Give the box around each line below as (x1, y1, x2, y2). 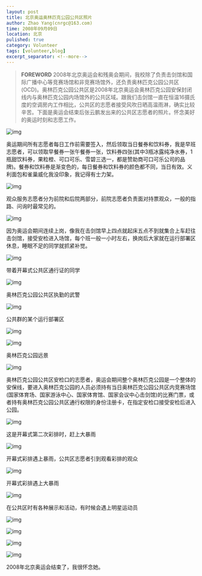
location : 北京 (6, 31, 43, 37)
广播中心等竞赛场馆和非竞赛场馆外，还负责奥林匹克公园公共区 (26, 78, 179, 85)
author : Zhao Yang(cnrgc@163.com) (6, 20, 93, 26)
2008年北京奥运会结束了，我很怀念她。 (6, 563, 104, 571)
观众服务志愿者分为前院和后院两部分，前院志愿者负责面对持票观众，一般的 (6, 195, 191, 202)
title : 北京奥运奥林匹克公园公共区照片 (6, 14, 93, 20)
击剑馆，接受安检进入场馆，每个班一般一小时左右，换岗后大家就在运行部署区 (6, 234, 196, 241)
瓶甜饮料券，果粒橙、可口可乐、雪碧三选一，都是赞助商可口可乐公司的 (6, 155, 180, 163)
